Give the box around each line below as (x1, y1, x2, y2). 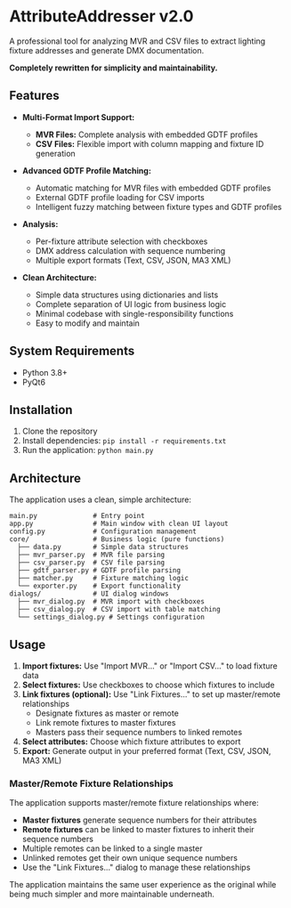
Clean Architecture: (21, 272, 97, 282)
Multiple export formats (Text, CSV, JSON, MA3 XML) (35, 255, 231, 265)
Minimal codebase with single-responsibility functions (35, 308, 234, 319)
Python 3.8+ (21, 367, 69, 377)
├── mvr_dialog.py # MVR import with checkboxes (17, 597, 205, 606)
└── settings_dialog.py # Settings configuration (17, 612, 205, 622)
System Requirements (9, 344, 135, 359)
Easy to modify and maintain (35, 318, 141, 328)
